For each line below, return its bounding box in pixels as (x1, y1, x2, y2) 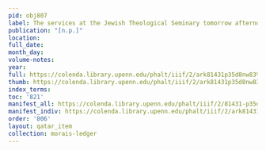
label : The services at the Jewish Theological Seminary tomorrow (8, 19, 232, 27)
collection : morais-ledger (8, 129, 97, 137)
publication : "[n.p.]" (8, 26, 83, 34)
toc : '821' (8, 93, 44, 101)
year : (8, 63, 26, 71)
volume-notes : (8, 56, 55, 64)
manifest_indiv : (8, 108, 62, 116)
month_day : (8, 48, 44, 56)
